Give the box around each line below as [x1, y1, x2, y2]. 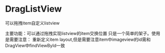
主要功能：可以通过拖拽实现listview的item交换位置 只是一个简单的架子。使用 [5, 30, 161, 36]
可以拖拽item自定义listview [5, 20, 60, 26]
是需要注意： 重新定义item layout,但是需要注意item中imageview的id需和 [5, 36, 151, 42]
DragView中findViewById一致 [5, 42, 65, 48]
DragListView [5, 3, 62, 15]
